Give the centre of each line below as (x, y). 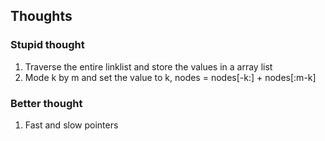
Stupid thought (47, 45)
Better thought (46, 103)
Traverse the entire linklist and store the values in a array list (148, 66)
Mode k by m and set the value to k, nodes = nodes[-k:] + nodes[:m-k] (170, 77)
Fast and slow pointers (71, 125)
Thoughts (41, 16)
